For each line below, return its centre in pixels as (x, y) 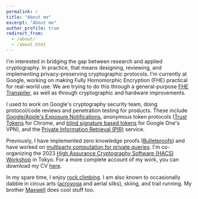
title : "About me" (29, 17)
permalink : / (22, 12)
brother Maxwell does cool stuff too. (50, 190)
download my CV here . (34, 165)
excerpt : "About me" (32, 22)
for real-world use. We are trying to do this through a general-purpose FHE (97, 86)
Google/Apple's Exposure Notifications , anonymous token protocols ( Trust (97, 116)
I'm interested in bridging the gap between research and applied (84, 61)
